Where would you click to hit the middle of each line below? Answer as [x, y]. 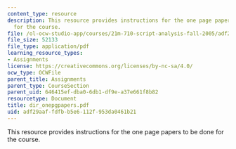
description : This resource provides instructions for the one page [110, 20]
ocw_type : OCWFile [34, 72]
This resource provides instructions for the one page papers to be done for [116, 131]
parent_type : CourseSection [48, 86]
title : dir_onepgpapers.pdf [48, 105]
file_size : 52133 [33, 40]
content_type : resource [42, 14]
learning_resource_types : [45, 53]
